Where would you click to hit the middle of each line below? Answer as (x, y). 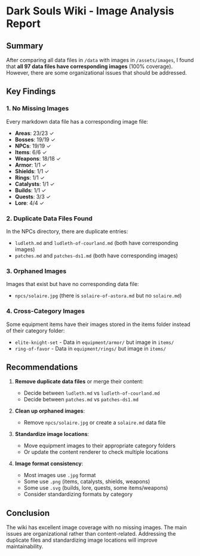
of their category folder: (36, 330)
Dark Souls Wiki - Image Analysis (90, 11)
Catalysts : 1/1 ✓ (35, 184)
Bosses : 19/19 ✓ (35, 139)
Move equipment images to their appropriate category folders (100, 446)
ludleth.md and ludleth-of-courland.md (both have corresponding (96, 242)
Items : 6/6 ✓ (31, 152)
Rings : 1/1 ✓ (30, 177)
